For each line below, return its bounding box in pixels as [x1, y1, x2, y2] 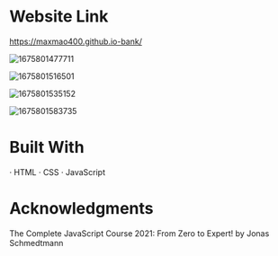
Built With [9, 137, 85, 158]
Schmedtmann [9, 237, 64, 248]
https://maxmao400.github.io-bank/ [9, 36, 142, 47]
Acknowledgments [9, 199, 155, 219]
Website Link [9, 6, 109, 27]
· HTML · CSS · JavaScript [9, 166, 106, 177]
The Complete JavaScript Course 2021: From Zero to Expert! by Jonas [9, 227, 270, 239]
